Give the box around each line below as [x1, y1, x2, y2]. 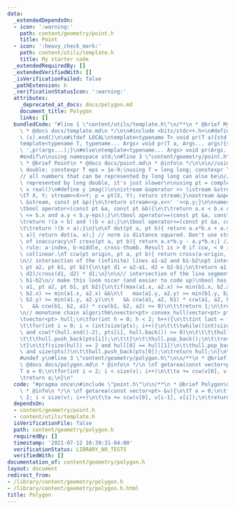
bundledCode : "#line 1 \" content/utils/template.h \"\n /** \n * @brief [13, 120, 220, 128]
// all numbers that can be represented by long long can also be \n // [20, 173, 230, 180]
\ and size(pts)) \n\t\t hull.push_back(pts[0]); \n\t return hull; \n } [20, 348, 220, 355]
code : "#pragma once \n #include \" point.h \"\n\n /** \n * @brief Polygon [13, 380, 224, 388]
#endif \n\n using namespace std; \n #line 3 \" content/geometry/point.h [20, 153, 227, 161]
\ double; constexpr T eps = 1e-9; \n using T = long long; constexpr [20, 166, 224, 173]
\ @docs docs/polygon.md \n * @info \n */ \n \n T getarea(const [20, 361, 201, 368]
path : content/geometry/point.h [20, 29, 114, 37]
